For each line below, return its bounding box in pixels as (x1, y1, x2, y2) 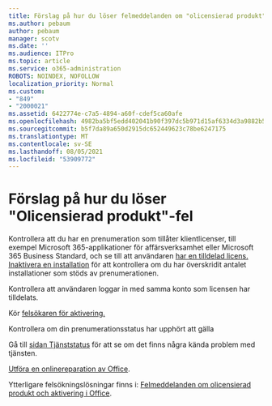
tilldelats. (8, 293, 39, 302)
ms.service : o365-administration (8, 65, 121, 73)
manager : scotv (8, 34, 60, 43)
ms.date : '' (8, 42, 49, 50)
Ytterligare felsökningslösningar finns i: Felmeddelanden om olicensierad (8, 380, 252, 390)
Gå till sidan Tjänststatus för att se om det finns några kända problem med (8, 340, 256, 349)
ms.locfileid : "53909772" (8, 155, 96, 163)
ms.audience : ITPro (8, 49, 74, 58)
